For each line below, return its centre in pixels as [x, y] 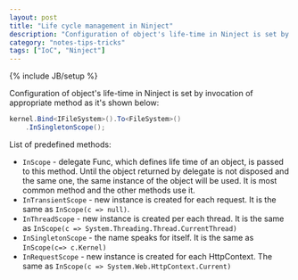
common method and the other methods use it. [109, 190]
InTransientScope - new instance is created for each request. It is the [149, 199]
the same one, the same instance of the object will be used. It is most [149, 180]
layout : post [33, 17]
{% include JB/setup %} [54, 76]
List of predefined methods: [60, 144]
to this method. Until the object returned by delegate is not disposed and [156, 171]
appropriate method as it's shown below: [84, 103]
